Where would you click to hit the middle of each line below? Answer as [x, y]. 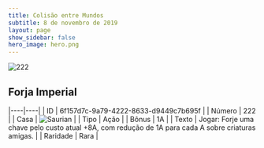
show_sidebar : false [42, 37]
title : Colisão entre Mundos [56, 15]
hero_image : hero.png [44, 45]
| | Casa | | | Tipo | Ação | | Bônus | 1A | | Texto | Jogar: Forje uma [131, 119]
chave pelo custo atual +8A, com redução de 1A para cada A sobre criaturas [132, 128]
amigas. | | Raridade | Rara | [53, 135]
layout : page [30, 30]
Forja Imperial [43, 92]
